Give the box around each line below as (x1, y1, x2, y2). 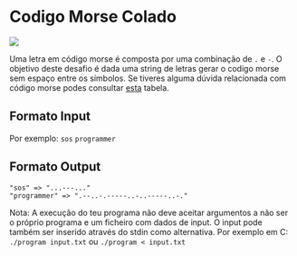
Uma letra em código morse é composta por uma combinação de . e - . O (9, 53, 283, 64)
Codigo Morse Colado (9, 6, 177, 27)
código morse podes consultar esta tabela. (9, 82, 169, 93)
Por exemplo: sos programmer (9, 133, 116, 143)
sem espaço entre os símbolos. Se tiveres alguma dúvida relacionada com (9, 73, 287, 84)
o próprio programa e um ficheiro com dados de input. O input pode (9, 216, 263, 228)
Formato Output (9, 159, 101, 174)
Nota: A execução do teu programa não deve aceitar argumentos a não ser (9, 207, 288, 218)
